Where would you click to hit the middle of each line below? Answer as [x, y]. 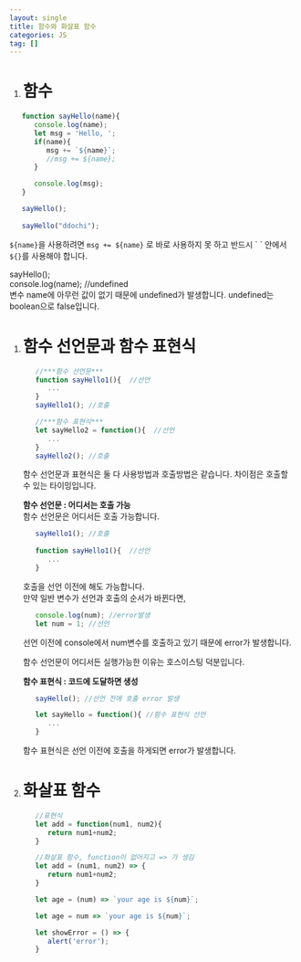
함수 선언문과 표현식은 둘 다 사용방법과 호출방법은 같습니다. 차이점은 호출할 [156, 474]
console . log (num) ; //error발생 [93, 615]
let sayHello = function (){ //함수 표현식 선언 [120, 715]
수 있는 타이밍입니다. [59, 486]
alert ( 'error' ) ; [78, 941]
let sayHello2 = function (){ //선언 [105, 430]
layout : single [38, 18]
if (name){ [52, 142]
